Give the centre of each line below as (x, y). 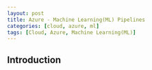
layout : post (26, 13)
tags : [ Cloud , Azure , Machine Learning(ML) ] (72, 32)
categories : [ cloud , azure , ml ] (53, 26)
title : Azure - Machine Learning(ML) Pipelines (76, 20)
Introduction (34, 59)
